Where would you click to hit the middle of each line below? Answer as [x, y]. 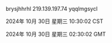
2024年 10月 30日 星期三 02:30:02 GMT [56, 34]
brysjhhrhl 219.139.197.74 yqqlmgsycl [52, 9]
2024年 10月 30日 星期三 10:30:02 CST [55, 21]
